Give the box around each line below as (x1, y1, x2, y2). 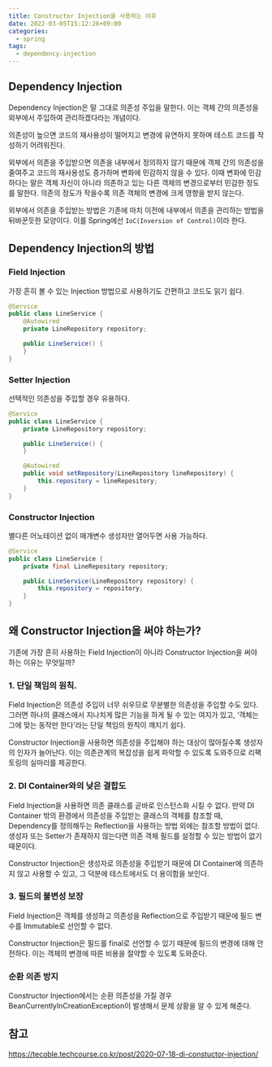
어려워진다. (29, 140, 66, 150)
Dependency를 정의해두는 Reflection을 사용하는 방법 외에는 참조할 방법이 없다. (8, 820, 260, 830)
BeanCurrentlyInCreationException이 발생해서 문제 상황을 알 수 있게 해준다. (8, 1001, 252, 1011)
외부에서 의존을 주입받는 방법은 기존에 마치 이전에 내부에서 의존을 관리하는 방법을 (8, 205, 265, 215)
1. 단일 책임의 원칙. (8, 680, 77, 691)
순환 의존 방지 (8, 970, 59, 982)
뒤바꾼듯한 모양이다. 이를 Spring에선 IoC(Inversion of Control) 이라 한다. (8, 215, 247, 225)
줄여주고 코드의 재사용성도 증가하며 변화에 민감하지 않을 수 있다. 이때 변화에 (8, 168, 247, 177)
